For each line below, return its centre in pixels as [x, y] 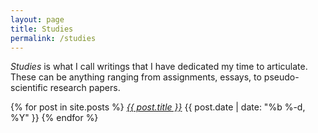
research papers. [85, 88]
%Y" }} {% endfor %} [54, 118]
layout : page [37, 19]
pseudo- [281, 77]
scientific [29, 88]
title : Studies [42, 29]
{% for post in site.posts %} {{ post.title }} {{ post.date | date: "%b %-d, [158, 107]
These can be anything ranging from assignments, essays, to [136, 77]
